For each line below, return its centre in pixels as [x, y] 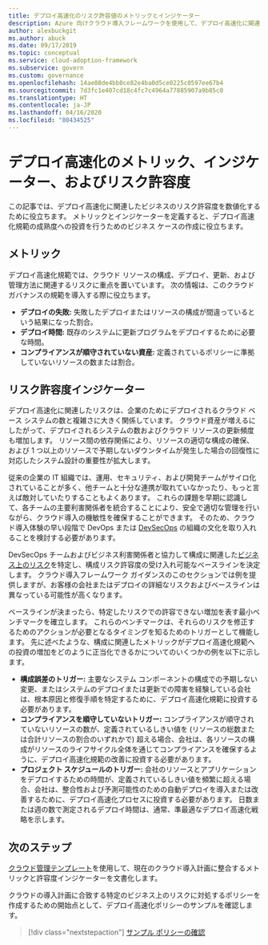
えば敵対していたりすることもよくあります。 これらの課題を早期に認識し [128, 497]
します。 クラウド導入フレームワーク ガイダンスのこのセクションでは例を [129, 575]
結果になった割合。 [66, 322]
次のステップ [40, 847]
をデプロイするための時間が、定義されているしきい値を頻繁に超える [132, 780]
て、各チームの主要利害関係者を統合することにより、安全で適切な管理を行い [134, 508]
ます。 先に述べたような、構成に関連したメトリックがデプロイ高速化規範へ [132, 642]
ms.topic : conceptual [44, 53]
